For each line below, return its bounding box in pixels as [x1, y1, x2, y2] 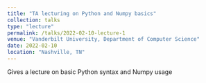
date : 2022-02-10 [7, 42, 58, 49]
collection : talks [7, 17, 60, 24]
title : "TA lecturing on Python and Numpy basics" [7, 10, 157, 17]
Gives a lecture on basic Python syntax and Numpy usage [7, 67, 173, 76]
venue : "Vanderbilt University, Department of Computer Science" [7, 36, 200, 43]
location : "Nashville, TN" [7, 49, 85, 56]
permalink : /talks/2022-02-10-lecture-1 [7, 29, 126, 37]
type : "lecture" [7, 23, 54, 30]
